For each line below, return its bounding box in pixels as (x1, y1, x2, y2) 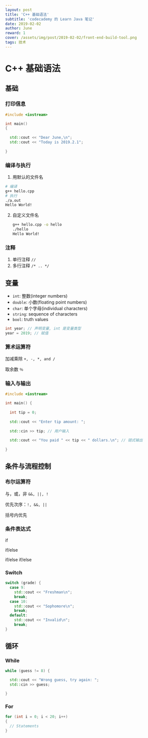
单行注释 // (12, 257, 36, 263)
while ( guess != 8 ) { (5, 669, 50, 674)
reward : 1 (5, 30, 26, 35)
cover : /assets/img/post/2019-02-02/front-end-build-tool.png (5, 35, 137, 40)
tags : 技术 (5, 40, 26, 45)
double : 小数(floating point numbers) (12, 299, 87, 305)
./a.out (5, 198, 21, 203)
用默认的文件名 (12, 174, 43, 180)
